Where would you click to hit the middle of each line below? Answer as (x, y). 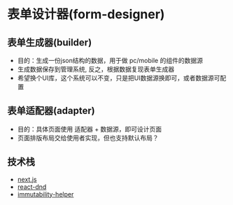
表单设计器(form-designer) (86, 14)
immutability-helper (45, 194)
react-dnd (32, 187)
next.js (27, 179)
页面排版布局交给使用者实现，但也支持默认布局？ (88, 138)
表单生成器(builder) (50, 42)
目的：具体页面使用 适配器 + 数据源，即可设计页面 (90, 129)
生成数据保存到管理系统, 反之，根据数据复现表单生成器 (96, 69)
